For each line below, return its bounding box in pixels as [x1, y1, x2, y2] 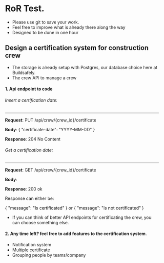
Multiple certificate [12, 247, 50, 253]
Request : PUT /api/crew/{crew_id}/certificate [5, 117, 97, 123]
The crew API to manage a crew [12, 74, 77, 81]
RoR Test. [5, 3, 45, 14]
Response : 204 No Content [5, 136, 61, 142]
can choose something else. [12, 219, 69, 225]
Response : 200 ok [5, 186, 42, 191]
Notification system [12, 241, 52, 247]
